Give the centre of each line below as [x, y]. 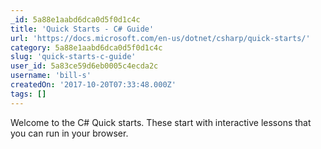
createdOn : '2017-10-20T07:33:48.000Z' [93, 85]
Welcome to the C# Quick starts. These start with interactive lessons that [161, 122]
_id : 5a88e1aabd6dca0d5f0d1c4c [75, 19]
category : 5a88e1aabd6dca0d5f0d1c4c [86, 47]
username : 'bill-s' [51, 76]
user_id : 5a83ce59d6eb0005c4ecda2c [84, 66]
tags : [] [28, 94]
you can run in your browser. [69, 133]
